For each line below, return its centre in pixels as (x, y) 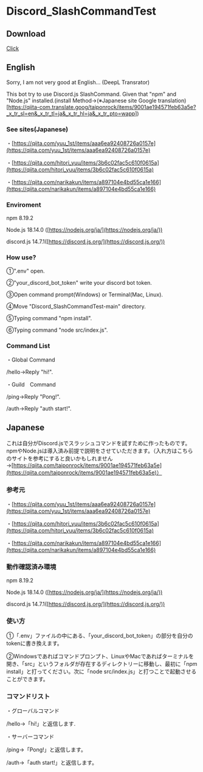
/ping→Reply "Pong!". (33, 397)
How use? (21, 257)
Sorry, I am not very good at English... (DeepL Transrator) (78, 82)
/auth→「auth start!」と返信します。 (52, 763)
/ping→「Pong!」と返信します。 (46, 749)
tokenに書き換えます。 (34, 643)
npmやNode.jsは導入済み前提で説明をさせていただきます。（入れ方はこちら (100, 451)
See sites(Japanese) (37, 129)
